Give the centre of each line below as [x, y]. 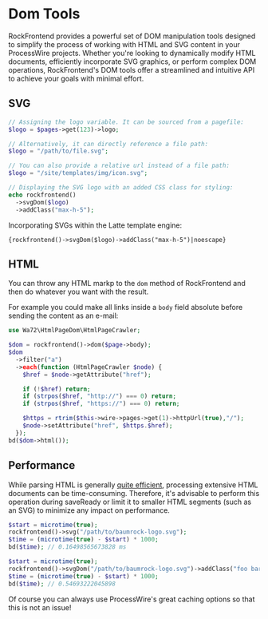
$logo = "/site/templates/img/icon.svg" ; [78, 173]
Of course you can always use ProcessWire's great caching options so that [132, 599]
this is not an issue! [40, 607]
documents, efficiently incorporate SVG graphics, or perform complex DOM [132, 62]
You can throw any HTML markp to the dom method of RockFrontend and [127, 284]
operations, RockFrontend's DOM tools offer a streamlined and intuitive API [132, 69]
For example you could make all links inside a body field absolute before [126, 308]
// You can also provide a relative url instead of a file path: [119, 166]
